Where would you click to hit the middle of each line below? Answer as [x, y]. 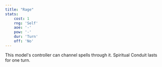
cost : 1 [22, 18]
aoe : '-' [23, 28]
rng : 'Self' [26, 23]
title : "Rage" [20, 9]
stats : [12, 14]
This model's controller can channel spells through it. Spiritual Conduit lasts [81, 55]
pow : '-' [23, 32]
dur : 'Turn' [26, 37]
